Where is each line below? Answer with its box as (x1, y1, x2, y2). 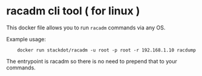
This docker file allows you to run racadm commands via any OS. (6, 24, 166, 31)
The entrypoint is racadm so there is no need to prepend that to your (6, 57, 177, 65)
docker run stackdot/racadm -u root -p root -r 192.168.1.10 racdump (17, 47, 197, 53)
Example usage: (6, 35, 47, 42)
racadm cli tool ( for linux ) (6, 4, 140, 18)
